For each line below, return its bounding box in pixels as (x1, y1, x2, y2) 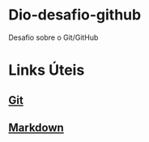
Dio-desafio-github (8, 6, 142, 24)
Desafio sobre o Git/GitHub (8, 32, 99, 42)
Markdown (8, 120, 65, 135)
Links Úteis (8, 61, 85, 80)
